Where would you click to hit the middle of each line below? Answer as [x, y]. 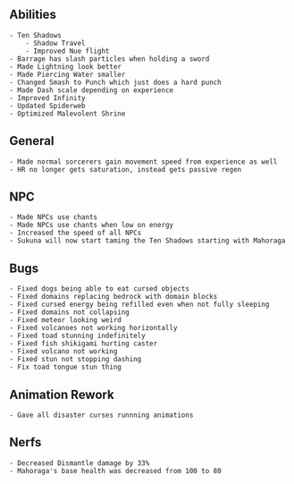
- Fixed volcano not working [63, 352]
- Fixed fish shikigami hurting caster [84, 344]
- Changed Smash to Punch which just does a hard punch [115, 82]
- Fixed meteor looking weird [66, 320]
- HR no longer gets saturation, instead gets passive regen [126, 169]
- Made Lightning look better [66, 66]
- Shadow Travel [56, 43]
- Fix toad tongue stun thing [66, 367]
